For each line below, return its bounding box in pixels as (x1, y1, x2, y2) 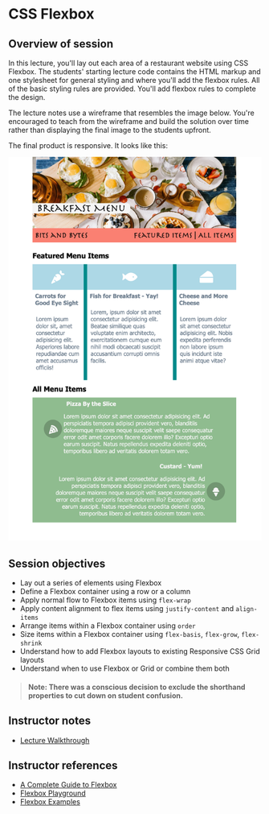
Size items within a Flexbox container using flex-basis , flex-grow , (19, 630, 239, 639)
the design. (8, 93, 46, 101)
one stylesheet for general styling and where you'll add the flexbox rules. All (8, 76, 260, 85)
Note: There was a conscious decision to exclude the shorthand (27, 682, 246, 692)
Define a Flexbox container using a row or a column (19, 587, 191, 597)
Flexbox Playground (19, 788, 86, 798)
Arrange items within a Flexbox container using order (19, 621, 196, 630)
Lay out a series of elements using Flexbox (19, 578, 162, 588)
